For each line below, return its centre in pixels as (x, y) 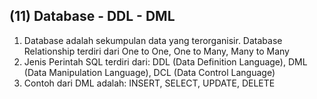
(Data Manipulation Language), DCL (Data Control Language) (149, 72)
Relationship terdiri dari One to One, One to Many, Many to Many (156, 51)
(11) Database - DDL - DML (92, 16)
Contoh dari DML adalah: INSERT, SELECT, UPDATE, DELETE (149, 83)
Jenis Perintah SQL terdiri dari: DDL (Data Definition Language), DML (165, 61)
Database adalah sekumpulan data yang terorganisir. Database (153, 40)
